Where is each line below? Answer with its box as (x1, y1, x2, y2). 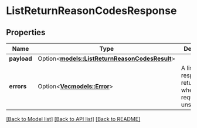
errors (9, 82, 27, 90)
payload (9, 54, 32, 63)
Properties (6, 27, 46, 37)
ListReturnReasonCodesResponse (6, 4, 177, 18)
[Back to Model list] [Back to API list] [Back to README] (6, 116, 141, 122)
